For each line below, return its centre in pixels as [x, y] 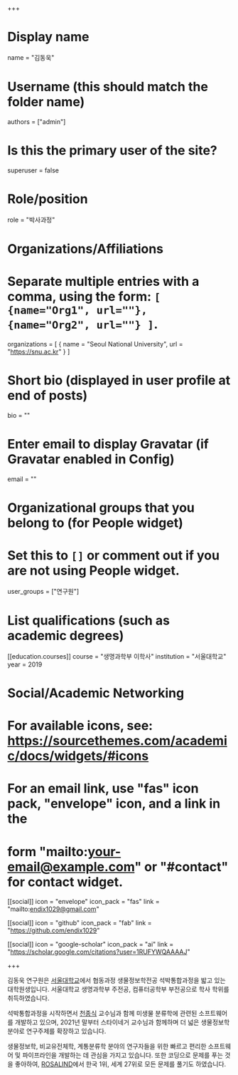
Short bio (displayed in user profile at [119, 380]
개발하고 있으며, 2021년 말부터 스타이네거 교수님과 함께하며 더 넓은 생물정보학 [122, 1022]
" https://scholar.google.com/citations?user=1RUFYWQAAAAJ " [99, 952]
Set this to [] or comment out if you [114, 556]
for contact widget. [65, 882]
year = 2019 [25, 664]
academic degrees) [66, 636]
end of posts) [48, 396]
